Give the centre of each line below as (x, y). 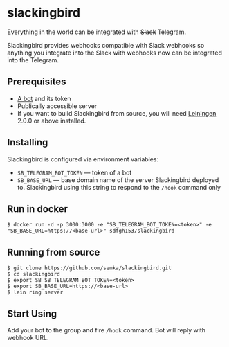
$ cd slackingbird (34, 274)
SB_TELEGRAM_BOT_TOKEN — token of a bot (74, 172)
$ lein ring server (35, 292)
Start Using (32, 313)
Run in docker (37, 209)
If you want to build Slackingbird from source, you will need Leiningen (117, 113)
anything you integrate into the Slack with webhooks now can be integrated (115, 53)
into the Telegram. (33, 60)
